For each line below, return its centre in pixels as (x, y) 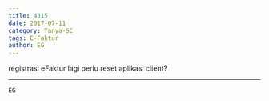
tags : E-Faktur (34, 38)
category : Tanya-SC (41, 30)
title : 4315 (28, 16)
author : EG (26, 46)
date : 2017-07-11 (37, 23)
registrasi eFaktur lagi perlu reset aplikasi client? (88, 68)
